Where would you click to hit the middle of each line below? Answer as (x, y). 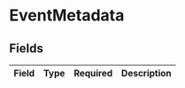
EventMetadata (67, 16)
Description (146, 73)
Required (93, 73)
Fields (27, 48)
